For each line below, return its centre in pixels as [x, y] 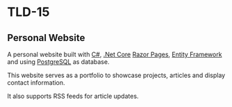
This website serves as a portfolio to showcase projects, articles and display [116, 75]
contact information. [36, 83]
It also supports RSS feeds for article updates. [73, 96]
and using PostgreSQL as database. [58, 62]
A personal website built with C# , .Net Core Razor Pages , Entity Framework [115, 54]
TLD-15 [28, 12]
